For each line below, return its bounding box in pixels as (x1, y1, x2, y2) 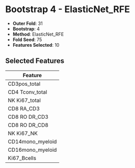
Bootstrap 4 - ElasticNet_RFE (5, 4, 130, 15)
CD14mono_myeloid (8, 138, 57, 145)
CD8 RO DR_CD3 (8, 113, 48, 120)
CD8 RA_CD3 (8, 105, 40, 112)
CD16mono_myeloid (8, 146, 57, 153)
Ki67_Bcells (8, 154, 37, 161)
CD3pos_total (8, 80, 41, 87)
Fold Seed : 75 (12, 37, 42, 43)
